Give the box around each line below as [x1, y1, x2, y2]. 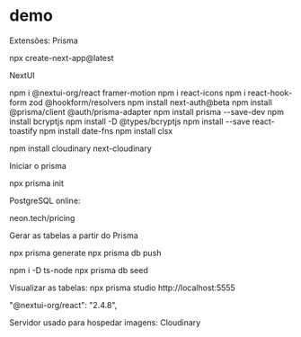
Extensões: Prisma [9, 35, 78, 46]
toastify [9, 125, 38, 136]
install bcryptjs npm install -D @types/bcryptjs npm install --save [9, 116, 251, 127]
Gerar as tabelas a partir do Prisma [9, 230, 139, 241]
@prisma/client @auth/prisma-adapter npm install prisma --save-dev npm [9, 106, 285, 117]
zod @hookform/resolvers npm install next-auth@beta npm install [28, 96, 272, 108]
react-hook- [247, 87, 293, 98]
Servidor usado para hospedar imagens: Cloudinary [9, 316, 201, 328]
